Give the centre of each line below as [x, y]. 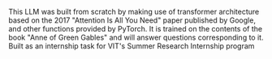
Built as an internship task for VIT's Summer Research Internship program [132, 46]
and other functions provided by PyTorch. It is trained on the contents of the [135, 29]
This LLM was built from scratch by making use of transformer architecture [134, 12]
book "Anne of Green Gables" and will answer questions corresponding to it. [136, 37]
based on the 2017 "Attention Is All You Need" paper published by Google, [132, 20]
